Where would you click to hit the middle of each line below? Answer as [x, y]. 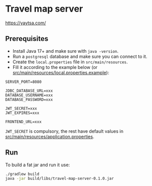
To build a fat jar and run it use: [38, 165]
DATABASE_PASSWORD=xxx [29, 99]
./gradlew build [22, 174]
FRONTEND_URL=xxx [23, 122]
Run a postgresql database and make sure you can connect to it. [80, 56]
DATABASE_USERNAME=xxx [29, 95]
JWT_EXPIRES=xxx [22, 113]
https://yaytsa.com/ [26, 23]
